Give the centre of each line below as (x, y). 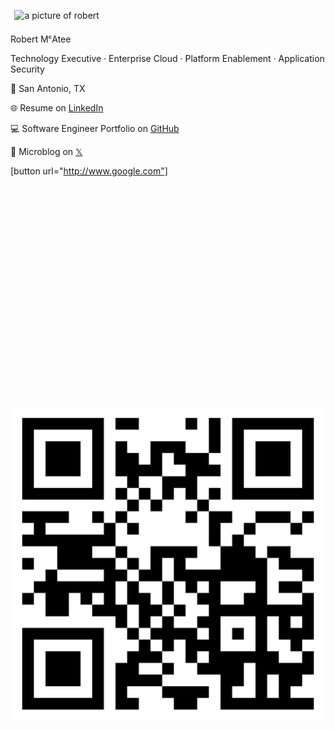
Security (27, 69)
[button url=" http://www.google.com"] (89, 171)
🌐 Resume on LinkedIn (57, 107)
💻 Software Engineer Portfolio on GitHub (95, 128)
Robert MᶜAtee (41, 39)
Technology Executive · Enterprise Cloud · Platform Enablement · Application (167, 58)
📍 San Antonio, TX (48, 88)
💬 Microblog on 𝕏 (46, 151)
